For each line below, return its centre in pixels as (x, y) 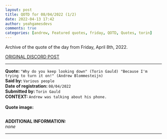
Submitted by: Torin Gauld (33, 91)
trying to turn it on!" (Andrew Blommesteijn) (54, 76)
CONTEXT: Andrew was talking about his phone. (56, 97)
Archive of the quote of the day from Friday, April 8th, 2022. (67, 47)
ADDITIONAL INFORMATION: (36, 121)
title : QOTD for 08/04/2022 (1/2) (41, 14)
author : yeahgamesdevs (29, 24)
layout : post (19, 10)
